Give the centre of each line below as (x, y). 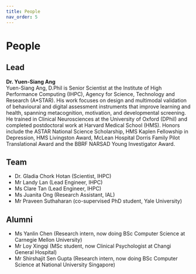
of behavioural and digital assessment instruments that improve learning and (98, 107)
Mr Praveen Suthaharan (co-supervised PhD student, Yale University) (98, 201)
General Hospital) (36, 252)
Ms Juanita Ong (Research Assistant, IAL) (65, 195)
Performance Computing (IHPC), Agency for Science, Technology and (91, 94)
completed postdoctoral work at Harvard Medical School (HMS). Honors (93, 125)
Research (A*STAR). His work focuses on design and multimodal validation (97, 100)
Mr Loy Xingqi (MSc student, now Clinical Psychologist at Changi (93, 246)
